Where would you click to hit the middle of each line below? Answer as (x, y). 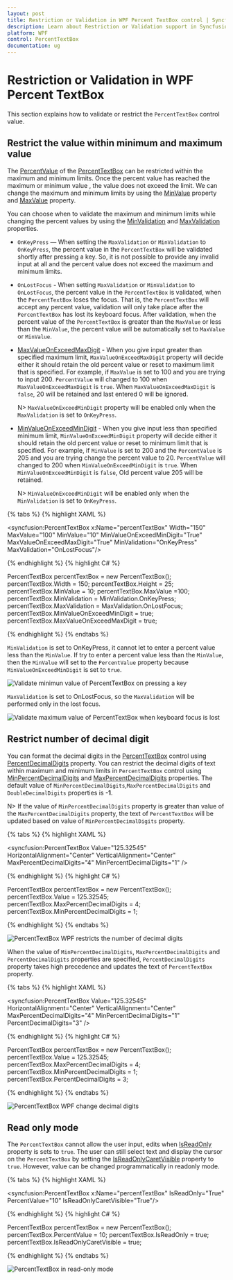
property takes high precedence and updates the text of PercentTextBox (110, 966)
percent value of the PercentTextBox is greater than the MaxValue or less (119, 321)
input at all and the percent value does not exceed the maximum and (115, 263)
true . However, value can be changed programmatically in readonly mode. (113, 1166)
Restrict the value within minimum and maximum (115, 143)
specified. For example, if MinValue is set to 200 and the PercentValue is (120, 450)
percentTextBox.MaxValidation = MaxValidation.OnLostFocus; (95, 606)
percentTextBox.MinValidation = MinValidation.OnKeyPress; (92, 598)
